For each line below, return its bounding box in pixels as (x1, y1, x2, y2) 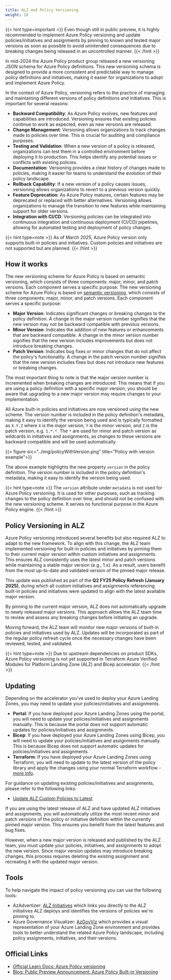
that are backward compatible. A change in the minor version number (12, 332, 159, 338)
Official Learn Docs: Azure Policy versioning (12, 963, 106, 969)
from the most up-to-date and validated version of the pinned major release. (5, 568, 166, 574)
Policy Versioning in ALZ (5, 521, 85, 530)
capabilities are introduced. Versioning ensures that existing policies (12, 115, 157, 122)
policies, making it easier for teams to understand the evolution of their (12, 170, 162, 176)
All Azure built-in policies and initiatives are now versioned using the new (5, 406, 159, 412)
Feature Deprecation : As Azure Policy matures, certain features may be (12, 192, 164, 198)
